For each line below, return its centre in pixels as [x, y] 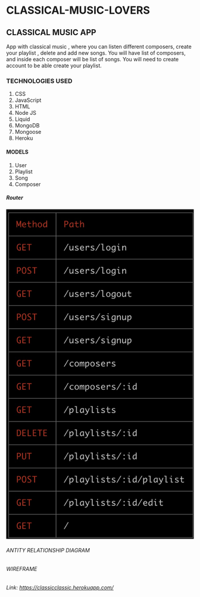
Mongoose [28, 132]
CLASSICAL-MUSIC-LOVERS [78, 10]
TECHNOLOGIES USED [39, 81]
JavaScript [28, 100]
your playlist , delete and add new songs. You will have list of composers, [96, 53]
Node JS [26, 113]
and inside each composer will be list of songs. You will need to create [93, 59]
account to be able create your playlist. [54, 65]
